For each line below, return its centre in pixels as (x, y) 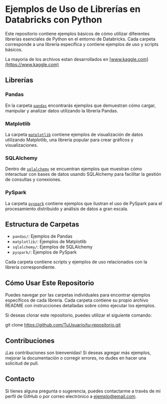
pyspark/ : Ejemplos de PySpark (45, 252)
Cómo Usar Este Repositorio (50, 283)
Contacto (20, 379)
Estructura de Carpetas (42, 224)
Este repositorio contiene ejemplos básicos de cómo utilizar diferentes (78, 33)
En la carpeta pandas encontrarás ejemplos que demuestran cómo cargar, (81, 105)
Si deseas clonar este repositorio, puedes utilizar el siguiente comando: (79, 315)
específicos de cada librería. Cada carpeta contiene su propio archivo (77, 300)
